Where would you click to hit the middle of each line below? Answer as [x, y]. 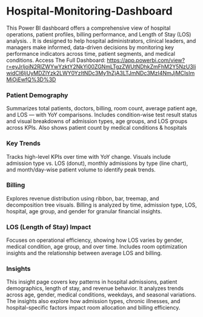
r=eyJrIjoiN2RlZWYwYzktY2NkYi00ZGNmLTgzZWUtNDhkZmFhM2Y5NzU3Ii [101, 66]
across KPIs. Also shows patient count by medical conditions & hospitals [97, 128]
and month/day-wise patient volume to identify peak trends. [81, 169]
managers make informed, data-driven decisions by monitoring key [90, 47]
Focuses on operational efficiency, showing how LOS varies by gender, [95, 240]
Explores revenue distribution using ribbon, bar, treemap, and [83, 198]
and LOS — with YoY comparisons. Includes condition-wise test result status [102, 115]
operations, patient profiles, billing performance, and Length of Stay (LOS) [99, 34]
